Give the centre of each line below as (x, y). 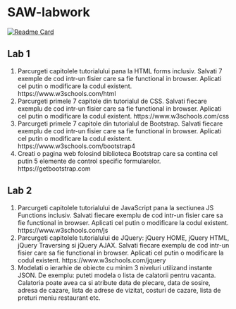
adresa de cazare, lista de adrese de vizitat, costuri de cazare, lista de (119, 290)
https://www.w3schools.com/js (63, 230)
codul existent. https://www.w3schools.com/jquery (92, 260)
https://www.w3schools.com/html (67, 93)
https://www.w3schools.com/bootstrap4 (76, 146)
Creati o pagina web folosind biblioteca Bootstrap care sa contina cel (118, 153)
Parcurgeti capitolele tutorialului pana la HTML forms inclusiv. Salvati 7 (120, 71)
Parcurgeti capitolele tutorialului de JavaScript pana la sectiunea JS (116, 207)
